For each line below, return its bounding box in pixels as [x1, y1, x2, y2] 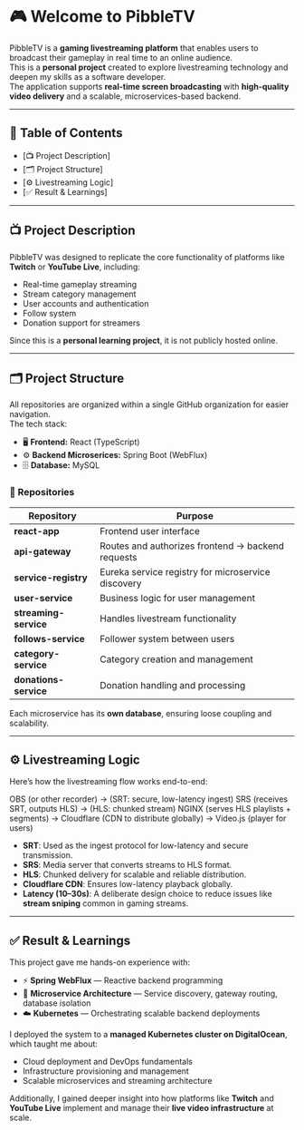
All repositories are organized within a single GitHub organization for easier [9, 399, 290, 410]
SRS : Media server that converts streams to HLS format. [22, 860, 233, 871]
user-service [14, 591, 73, 604]
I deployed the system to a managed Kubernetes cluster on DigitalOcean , [9, 1029, 288, 1040]
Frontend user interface [99, 524, 201, 537]
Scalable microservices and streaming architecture [22, 1076, 213, 1086]
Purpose [176, 509, 214, 521]
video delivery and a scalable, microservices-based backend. [9, 91, 242, 102]
